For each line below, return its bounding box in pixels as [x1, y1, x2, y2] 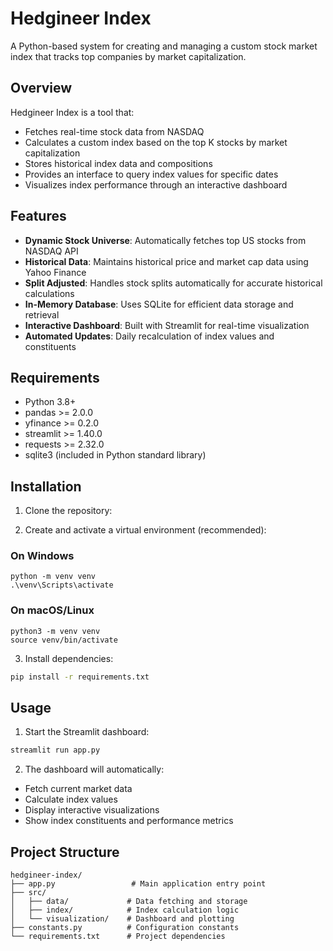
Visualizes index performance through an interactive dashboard [24, 178, 288, 191]
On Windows [10, 549, 75, 563]
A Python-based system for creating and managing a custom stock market [10, 40, 318, 52]
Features [10, 208, 67, 225]
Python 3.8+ [24, 396, 77, 408]
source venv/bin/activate [10, 635, 118, 645]
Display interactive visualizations [24, 804, 160, 816]
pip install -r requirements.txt [10, 672, 150, 682]
